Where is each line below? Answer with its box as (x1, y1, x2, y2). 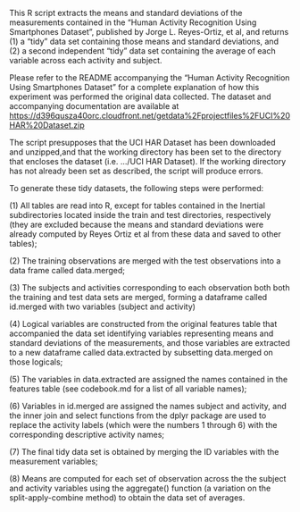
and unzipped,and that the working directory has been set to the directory (9, 147, 282, 157)
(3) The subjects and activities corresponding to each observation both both (9, 282, 290, 293)
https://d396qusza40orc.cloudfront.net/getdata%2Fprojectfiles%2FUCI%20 (9, 111, 291, 121)
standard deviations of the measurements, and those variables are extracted (9, 338, 290, 348)
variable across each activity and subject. (9, 55, 162, 65)
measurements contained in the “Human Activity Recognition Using (9, 17, 257, 28)
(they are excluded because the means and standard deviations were (9, 219, 264, 230)
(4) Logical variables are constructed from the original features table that (9, 319, 278, 329)
